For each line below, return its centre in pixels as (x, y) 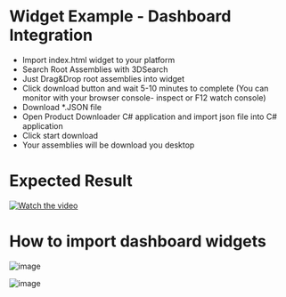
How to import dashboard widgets (138, 241)
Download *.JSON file (62, 107)
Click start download (60, 135)
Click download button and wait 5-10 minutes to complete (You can (145, 88)
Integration (51, 35)
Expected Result (71, 181)
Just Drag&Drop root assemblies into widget (103, 78)
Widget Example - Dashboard (120, 16)
